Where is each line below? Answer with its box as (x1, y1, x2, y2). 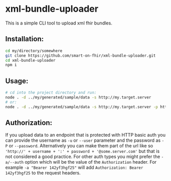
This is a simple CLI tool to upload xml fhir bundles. (5, 20, 112, 26)
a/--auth (5, 160, 24, 165)
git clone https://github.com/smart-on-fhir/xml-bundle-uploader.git (5, 53, 156, 58)
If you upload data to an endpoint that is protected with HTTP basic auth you (5, 132, 166, 138)
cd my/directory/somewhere (5, 48, 63, 54)
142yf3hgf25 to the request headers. (5, 170, 81, 176)
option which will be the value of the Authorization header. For (24, 159, 157, 165)
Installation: (5, 35, 44, 43)
